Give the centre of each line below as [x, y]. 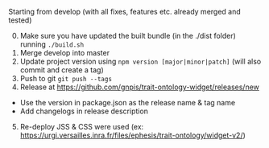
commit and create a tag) [62, 70]
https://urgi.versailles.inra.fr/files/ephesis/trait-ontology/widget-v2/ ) [132, 135]
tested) [20, 20]
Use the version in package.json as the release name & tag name [128, 103]
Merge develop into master [65, 53]
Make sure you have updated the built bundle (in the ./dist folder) [128, 36]
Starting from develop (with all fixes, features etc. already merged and [125, 12]
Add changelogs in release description [84, 111]
